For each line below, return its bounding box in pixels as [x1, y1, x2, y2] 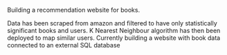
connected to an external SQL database [7, 41, 120, 49]
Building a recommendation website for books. [7, 6, 140, 14]
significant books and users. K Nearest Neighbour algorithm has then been [7, 27, 221, 34]
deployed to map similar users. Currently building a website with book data [7, 34, 221, 42]
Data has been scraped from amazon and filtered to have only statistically [7, 19, 218, 27]
